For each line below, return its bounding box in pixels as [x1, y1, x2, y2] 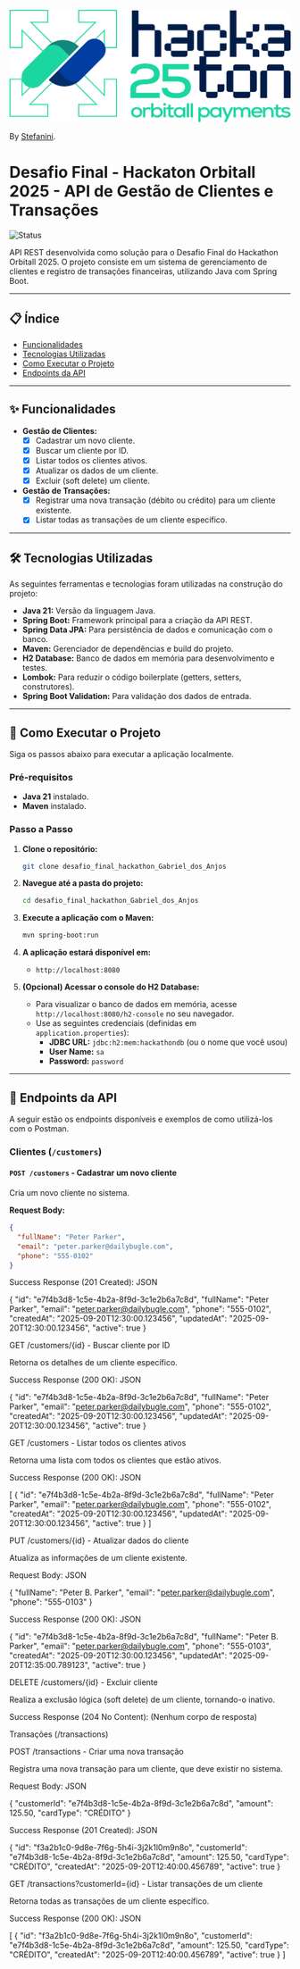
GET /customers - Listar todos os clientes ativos [9, 1438, 187, 1448]
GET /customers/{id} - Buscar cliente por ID [9, 1340, 171, 1351]
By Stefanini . [9, 131, 56, 142]
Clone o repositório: [21, 843, 98, 854]
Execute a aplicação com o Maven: [21, 913, 154, 923]
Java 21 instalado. [21, 791, 89, 802]
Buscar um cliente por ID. [35, 445, 129, 455]
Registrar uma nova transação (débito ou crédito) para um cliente [35, 495, 276, 505]
